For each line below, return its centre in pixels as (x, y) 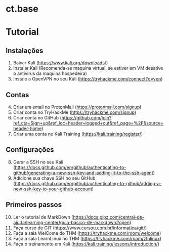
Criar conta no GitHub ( (37, 118)
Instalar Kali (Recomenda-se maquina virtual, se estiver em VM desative (88, 68)
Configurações (30, 150)
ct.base (22, 9)
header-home (27, 129)
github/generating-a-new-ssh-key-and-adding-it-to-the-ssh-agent (83, 173)
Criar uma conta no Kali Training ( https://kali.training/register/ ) (78, 134)
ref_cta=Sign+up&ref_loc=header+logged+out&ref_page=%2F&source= (88, 123)
